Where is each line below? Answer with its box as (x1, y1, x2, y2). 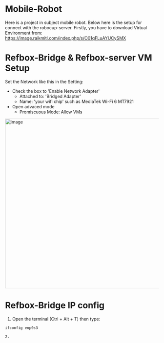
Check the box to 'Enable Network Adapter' (12, 88, 100, 94)
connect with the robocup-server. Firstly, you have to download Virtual (5, 24, 147, 30)
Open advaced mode (12, 103, 55, 109)
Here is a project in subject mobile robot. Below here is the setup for (5, 20, 143, 25)
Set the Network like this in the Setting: (5, 79, 83, 84)
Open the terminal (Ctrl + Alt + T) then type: (12, 316, 101, 322)
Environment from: (5, 30, 42, 36)
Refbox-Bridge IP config (5, 300, 105, 311)
